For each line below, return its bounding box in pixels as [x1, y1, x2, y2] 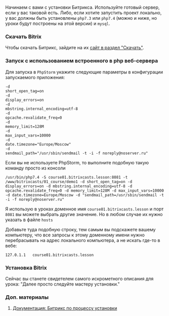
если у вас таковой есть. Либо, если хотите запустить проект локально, [5, 10, 162, 16]
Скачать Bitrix [5, 33, 42, 40]
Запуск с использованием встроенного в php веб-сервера [5, 57, 158, 64]
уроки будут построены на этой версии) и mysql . [5, 20, 110, 26]
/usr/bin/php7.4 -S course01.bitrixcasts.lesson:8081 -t [5, 174, 128, 180]
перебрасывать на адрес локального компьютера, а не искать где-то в [5, 237, 160, 243]
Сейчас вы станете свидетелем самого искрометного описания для [5, 275, 154, 282]
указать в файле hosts [5, 217, 53, 223]
